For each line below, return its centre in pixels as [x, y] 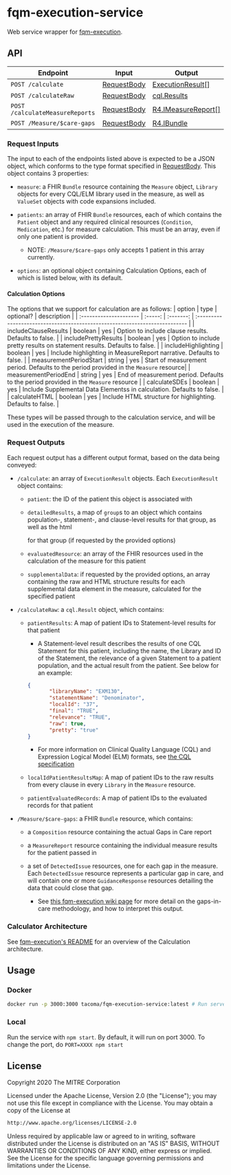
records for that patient [60, 805]
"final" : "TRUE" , [74, 711]
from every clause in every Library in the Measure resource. [111, 785]
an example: [55, 673]
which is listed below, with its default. [70, 278]
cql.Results [170, 96]
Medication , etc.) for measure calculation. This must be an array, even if [119, 229]
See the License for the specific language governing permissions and [106, 1158]
